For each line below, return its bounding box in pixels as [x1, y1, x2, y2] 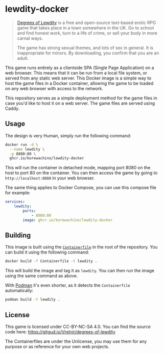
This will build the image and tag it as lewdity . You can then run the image [5, 268, 155, 274]
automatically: [5, 288, 33, 294]
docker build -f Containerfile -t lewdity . [5, 259, 97, 264]
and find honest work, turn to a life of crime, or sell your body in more [17, 30, 158, 36]
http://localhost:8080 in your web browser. [5, 175, 95, 181]
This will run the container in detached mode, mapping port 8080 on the [5, 165, 151, 171]
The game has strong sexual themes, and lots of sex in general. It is [17, 45, 153, 51]
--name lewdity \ [9, 147, 45, 152]
